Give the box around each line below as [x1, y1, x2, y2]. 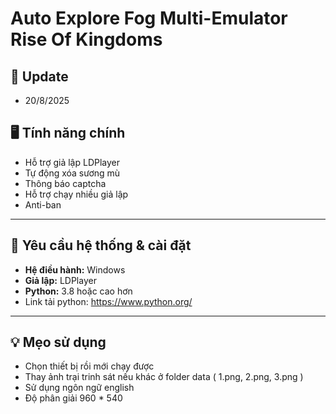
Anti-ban [24, 198, 62, 211]
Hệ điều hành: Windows [24, 263, 126, 276]
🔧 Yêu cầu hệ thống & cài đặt [10, 237, 192, 254]
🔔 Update [10, 68, 69, 85]
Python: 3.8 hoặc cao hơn [24, 285, 133, 297]
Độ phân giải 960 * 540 [24, 392, 123, 404]
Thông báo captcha [24, 177, 107, 189]
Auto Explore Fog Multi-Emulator [10, 7, 288, 30]
